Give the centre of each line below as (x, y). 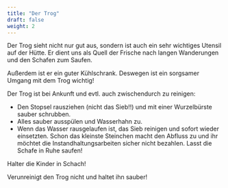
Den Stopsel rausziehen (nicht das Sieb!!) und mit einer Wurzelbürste (114, 107)
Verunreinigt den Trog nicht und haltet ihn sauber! (77, 177)
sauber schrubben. (44, 114)
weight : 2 (21, 26)
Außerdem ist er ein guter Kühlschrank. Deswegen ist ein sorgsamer (103, 73)
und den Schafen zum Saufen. (50, 60)
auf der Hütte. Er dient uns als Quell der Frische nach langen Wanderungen (113, 53)
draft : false (26, 20)
